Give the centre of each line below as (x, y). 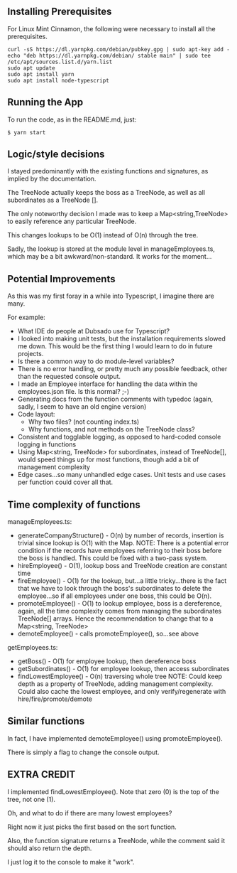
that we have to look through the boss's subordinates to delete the (115, 589)
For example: (27, 317)
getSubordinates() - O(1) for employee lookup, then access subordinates (123, 669)
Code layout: (36, 414)
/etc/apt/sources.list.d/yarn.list (60, 62)
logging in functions (47, 444)
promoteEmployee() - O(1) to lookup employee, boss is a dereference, (120, 604)
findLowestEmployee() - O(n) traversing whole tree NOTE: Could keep (120, 676)
